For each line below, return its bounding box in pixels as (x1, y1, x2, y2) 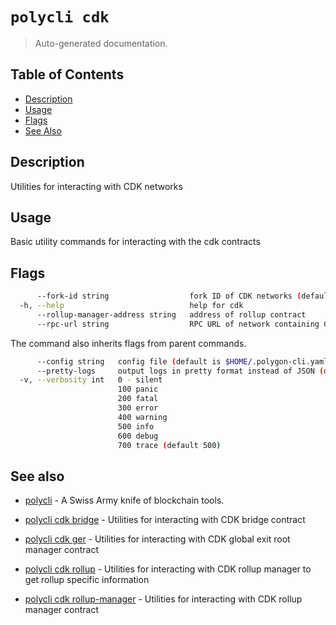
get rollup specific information (24, 574, 150, 586)
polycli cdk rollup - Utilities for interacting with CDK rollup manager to (24, 563, 312, 575)
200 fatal (117, 394, 159, 404)
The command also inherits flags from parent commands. (10, 337, 247, 349)
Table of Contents (10, 66, 125, 83)
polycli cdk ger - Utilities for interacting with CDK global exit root (24, 533, 291, 545)
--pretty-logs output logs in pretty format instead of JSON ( (36, 366, 325, 376)
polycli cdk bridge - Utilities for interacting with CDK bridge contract (24, 514, 306, 526)
